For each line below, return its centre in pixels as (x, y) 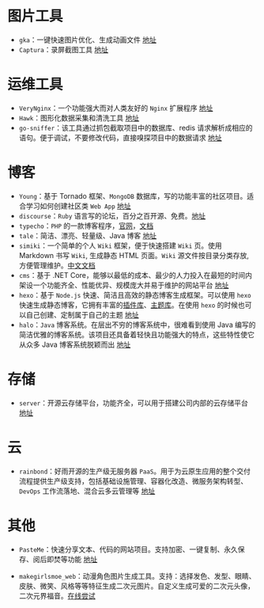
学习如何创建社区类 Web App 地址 (78, 206)
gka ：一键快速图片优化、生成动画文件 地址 (88, 40)
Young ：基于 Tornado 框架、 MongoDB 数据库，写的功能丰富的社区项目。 (133, 196)
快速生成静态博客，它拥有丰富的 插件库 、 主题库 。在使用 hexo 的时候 (128, 305)
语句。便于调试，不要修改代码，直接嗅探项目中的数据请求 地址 (120, 137)
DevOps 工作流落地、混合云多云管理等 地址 (87, 491)
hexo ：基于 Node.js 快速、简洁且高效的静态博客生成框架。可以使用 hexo (135, 294)
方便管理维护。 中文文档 (57, 265)
